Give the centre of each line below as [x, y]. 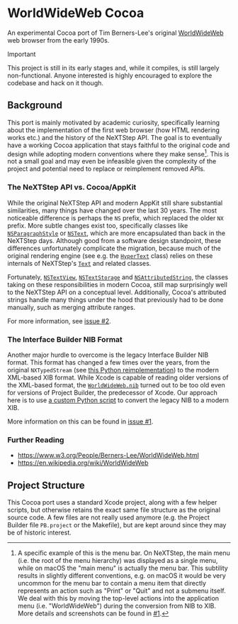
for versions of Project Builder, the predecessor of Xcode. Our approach [113, 393]
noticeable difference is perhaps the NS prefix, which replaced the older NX [116, 217]
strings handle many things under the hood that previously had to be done [115, 299]
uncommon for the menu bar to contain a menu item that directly [112, 583]
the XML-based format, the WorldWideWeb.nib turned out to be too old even [116, 385]
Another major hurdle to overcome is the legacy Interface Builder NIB [108, 355]
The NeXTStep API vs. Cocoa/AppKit [72, 188]
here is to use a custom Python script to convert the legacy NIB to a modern [118, 400]
